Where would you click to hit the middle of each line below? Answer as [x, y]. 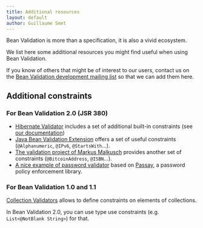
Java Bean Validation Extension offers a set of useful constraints [95, 139]
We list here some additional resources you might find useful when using [97, 52]
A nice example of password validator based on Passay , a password [100, 165]
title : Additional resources [43, 12]
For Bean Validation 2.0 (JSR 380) [57, 113]
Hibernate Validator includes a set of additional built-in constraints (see [104, 126]
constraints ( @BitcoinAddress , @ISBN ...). [63, 159]
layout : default [27, 18]
